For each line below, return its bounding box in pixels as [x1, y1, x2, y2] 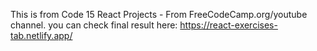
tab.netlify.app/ [10, 30, 73, 41]
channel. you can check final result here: [10, 19, 178, 31]
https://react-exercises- [179, 19, 278, 31]
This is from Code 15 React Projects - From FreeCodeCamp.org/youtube [10, 9, 308, 20]
